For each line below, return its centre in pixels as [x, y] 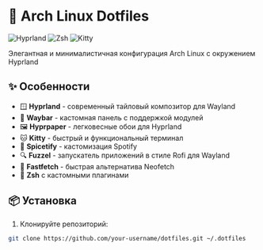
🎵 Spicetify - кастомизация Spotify [78, 146]
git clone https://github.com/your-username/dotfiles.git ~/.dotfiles [127, 238]
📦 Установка [42, 201]
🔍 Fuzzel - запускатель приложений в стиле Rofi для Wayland [124, 155]
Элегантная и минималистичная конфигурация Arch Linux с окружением [132, 53]
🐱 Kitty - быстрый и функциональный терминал [101, 138]
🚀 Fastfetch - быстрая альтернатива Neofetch [97, 166]
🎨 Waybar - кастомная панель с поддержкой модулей [111, 117]
